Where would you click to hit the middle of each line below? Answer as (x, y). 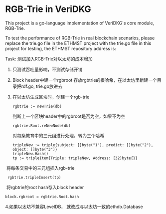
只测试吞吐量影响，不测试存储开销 (47, 69)
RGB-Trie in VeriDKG (48, 9)
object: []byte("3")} (35, 149)
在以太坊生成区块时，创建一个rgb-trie (51, 97)
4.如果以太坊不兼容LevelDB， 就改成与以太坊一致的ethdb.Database (74, 207)
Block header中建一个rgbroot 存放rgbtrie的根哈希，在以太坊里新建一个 (85, 80)
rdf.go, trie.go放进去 (42, 86)
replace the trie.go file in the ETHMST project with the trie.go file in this (78, 43)
